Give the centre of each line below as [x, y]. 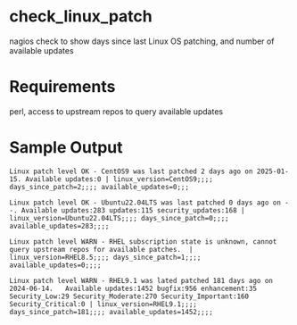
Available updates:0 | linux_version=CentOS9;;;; [120, 179]
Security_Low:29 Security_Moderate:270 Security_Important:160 [129, 296]
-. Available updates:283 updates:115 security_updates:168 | [127, 210]
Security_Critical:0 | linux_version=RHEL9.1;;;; [103, 304]
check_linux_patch [81, 17]
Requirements [62, 87]
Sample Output [66, 148]
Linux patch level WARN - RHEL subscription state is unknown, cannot [143, 242]
